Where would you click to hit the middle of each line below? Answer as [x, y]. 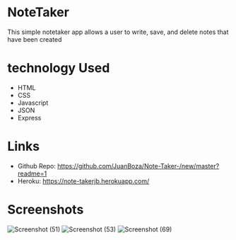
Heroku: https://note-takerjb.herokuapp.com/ [83, 181]
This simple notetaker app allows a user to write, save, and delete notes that [118, 32]
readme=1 [32, 173]
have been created [35, 39]
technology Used [59, 68]
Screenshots [46, 210]
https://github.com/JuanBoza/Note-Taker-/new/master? [138, 166]
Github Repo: [37, 166]
